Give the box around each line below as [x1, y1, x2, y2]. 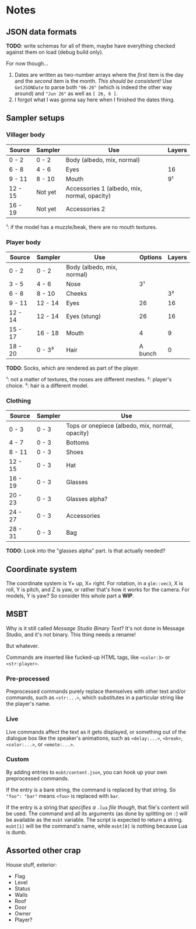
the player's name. [6, 701, 51, 708]
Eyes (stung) [66, 312, 101, 320]
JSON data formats [6, 27, 77, 37]
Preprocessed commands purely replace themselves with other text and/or [6, 688, 186, 695]
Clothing [6, 397, 31, 405]
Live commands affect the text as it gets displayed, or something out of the [6, 728, 187, 735]
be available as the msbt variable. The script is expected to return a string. [6, 816, 183, 823]
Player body [6, 238, 41, 246]
